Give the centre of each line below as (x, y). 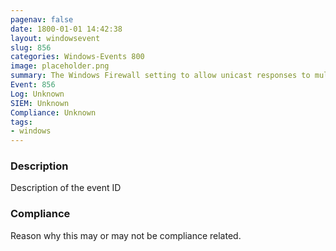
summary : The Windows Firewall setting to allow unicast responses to (160, 76)
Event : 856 (33, 85)
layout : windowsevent (55, 38)
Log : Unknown (37, 94)
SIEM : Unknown (40, 103)
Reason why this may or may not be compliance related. (126, 235)
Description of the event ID (66, 188)
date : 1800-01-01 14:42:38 (66, 29)
